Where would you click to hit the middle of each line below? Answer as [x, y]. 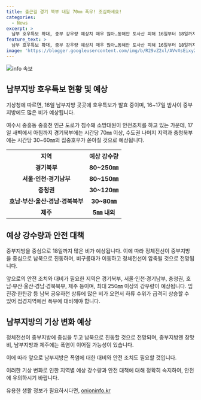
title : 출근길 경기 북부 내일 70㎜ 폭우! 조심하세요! [64, 12]
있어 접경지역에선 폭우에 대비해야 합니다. [53, 301]
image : [14, 51]
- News [20, 23]
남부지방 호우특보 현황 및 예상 [57, 90]
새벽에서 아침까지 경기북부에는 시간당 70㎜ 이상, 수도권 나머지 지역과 [92, 132]
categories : [21, 17]
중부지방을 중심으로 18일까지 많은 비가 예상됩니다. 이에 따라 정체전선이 [88, 251]
